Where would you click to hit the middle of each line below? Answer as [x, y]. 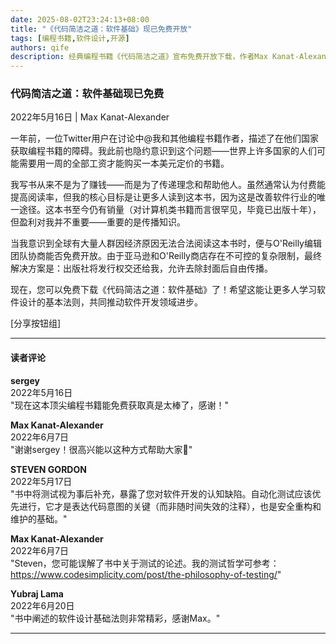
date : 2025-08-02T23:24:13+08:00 [80, 19]
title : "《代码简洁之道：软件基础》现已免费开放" [101, 29]
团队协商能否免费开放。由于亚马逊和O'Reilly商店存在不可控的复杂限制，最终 [166, 256]
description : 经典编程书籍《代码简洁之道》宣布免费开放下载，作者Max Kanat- [155, 57]
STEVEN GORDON [48, 469]
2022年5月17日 [41, 481]
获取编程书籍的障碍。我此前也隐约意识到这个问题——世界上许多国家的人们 [163, 151]
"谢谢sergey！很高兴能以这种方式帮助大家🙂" [101, 449]
